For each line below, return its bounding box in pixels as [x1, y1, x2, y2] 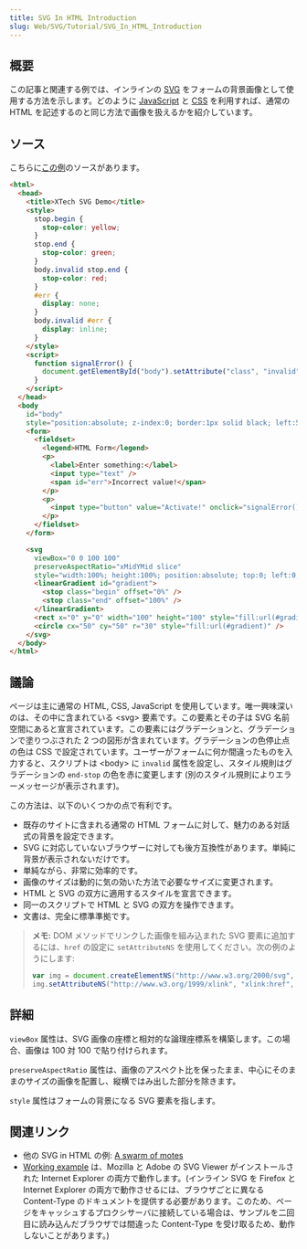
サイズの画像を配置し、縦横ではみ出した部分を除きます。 [25, 1075, 241, 1086]
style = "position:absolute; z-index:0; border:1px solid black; [26, 418, 272, 428]
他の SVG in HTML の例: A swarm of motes [22, 1150, 184, 1161]
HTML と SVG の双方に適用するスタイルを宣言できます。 [22, 888, 237, 899]
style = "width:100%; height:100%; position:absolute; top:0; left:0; [33, 570, 301, 580]
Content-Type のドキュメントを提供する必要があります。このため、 [22, 1196, 277, 1207]
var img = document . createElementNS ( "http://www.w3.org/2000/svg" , [31, 971, 295, 980]
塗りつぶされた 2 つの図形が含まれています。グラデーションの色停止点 [25, 735, 291, 746]
